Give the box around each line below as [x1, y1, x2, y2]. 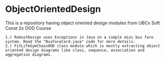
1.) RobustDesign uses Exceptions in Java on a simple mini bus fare [5, 35, 154, 40]
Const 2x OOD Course [5, 25, 52, 31]
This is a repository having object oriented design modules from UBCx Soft [5, 20, 160, 26]
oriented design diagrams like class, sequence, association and [5, 48, 144, 53]
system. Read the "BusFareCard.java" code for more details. [5, 39, 136, 44]
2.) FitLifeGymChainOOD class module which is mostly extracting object [5, 43, 160, 48]
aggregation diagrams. [5, 52, 53, 57]
